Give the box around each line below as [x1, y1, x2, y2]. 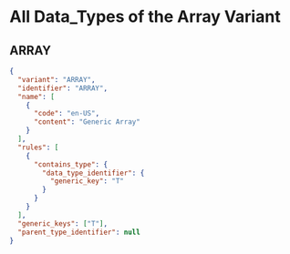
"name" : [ [17, 92, 55, 101]
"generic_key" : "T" [49, 177, 125, 186]
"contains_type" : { [33, 159, 108, 169]
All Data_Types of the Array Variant [9, 6, 281, 27]
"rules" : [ [17, 143, 59, 152]
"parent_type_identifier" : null [17, 228, 141, 237]
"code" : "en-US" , [33, 109, 100, 118]
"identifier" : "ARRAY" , [17, 84, 108, 93]
